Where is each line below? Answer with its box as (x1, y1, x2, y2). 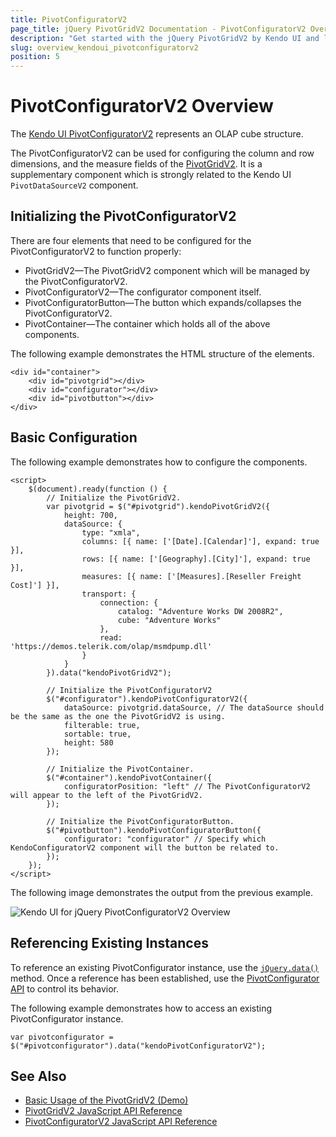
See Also (10, 1067, 67, 1085)
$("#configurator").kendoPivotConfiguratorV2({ (46, 694, 248, 704)
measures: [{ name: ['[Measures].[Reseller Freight (81, 571, 302, 581)
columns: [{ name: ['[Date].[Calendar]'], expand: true (81, 536, 320, 546)
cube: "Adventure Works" (117, 615, 222, 625)
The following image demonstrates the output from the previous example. (10, 886, 313, 898)
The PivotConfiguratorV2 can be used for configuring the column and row (10, 147, 315, 160)
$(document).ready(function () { (28, 484, 168, 494)
